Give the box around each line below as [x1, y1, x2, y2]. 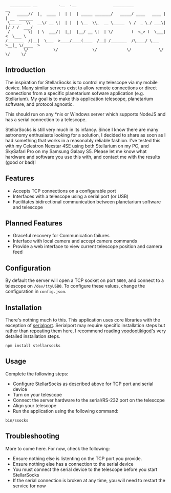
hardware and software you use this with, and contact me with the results [5, 154, 160, 160]
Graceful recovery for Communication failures [12, 233, 110, 239]
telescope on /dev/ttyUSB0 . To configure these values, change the [5, 283, 145, 289]
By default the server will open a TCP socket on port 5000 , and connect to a [5, 277, 164, 283]
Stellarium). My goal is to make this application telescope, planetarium [5, 96, 154, 102]
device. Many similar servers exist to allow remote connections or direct [5, 85, 157, 91]
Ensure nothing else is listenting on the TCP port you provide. [12, 455, 142, 462]
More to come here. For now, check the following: [5, 445, 110, 451]
